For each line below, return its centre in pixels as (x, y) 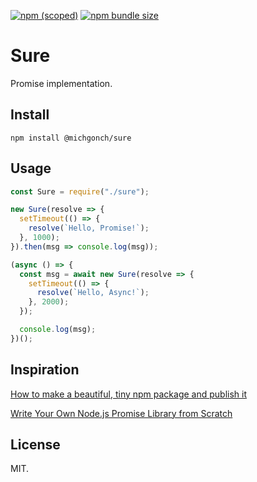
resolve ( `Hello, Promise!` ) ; (89, 228)
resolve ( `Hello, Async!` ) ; (93, 293)
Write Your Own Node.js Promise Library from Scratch (121, 413)
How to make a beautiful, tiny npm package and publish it (129, 394)
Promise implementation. (61, 83)
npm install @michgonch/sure (71, 138)
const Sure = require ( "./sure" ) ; (80, 191)
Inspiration (45, 370)
